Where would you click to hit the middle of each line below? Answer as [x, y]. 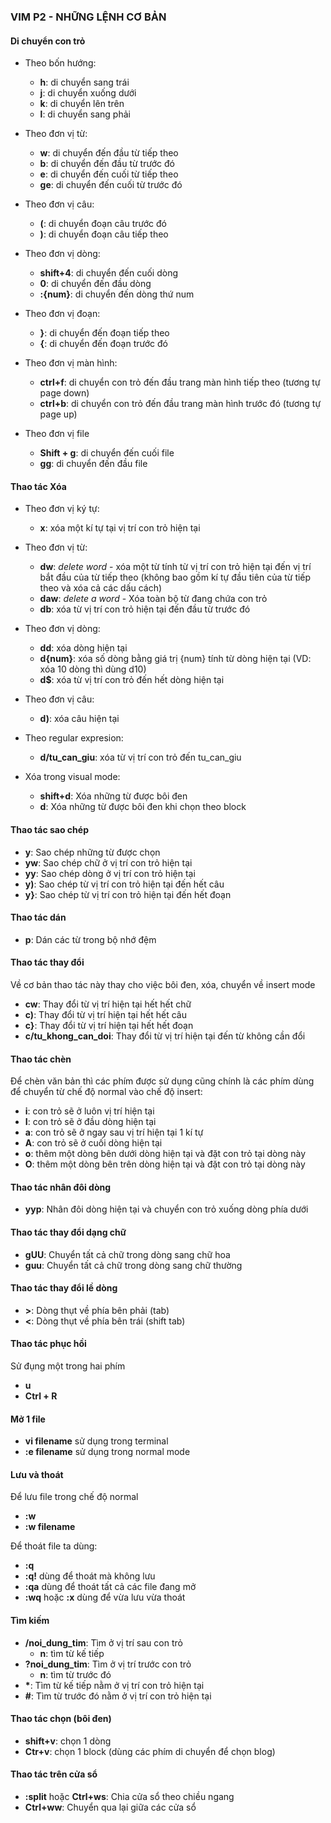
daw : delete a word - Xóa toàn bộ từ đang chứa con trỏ [153, 599]
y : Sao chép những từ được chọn [92, 852]
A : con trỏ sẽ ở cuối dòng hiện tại [93, 1143]
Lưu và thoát [37, 1474]
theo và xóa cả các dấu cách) [101, 588]
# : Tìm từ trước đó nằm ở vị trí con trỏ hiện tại [118, 1696]
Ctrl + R [41, 1396]
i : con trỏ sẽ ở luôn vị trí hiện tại [89, 1111]
